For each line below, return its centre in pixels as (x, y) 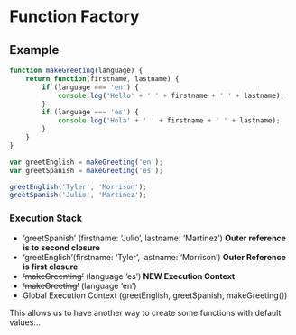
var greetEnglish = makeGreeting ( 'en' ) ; (87, 162)
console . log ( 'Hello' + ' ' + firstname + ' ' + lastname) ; (171, 95)
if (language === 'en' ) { (91, 87)
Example (34, 50)
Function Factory (74, 17)
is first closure (50, 267)
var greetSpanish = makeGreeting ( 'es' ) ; (87, 170)
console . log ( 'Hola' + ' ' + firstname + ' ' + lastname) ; (169, 121)
